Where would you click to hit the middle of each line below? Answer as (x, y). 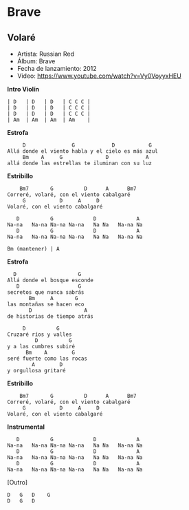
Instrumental (26, 427)
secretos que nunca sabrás (46, 293)
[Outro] (18, 482)
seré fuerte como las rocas (47, 359)
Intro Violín (23, 89)
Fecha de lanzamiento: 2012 (57, 68)
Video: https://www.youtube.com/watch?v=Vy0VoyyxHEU (99, 76)
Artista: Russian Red (45, 54)
